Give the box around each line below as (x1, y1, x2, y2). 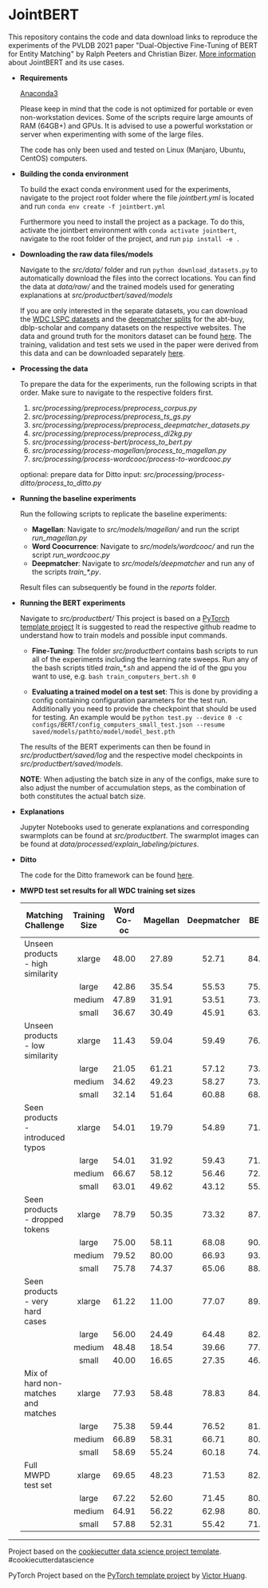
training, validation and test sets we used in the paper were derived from (19, 340, 259, 349)
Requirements (19, 73, 68, 82)
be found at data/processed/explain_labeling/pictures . (19, 839, 199, 849)
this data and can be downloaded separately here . (19, 348, 186, 357)
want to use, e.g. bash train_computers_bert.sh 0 (31, 671, 196, 681)
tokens (23, 1224, 50, 1235)
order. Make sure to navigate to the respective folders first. (19, 388, 214, 397)
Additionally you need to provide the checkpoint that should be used (31, 703, 257, 713)
